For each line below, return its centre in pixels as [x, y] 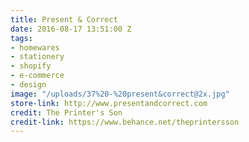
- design [28, 85]
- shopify [31, 66]
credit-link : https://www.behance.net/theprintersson [125, 122]
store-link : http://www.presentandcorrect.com [109, 103]
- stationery [37, 57]
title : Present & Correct [64, 19]
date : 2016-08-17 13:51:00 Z [71, 29]
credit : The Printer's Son [66, 112]
